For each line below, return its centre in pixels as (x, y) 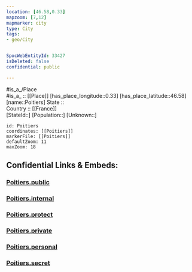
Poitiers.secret (28, 263)
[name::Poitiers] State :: (35, 102)
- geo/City (20, 40)
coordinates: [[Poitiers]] (40, 131)
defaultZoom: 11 (26, 142)
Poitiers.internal (30, 198)
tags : (13, 34)
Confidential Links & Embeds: (62, 165)
